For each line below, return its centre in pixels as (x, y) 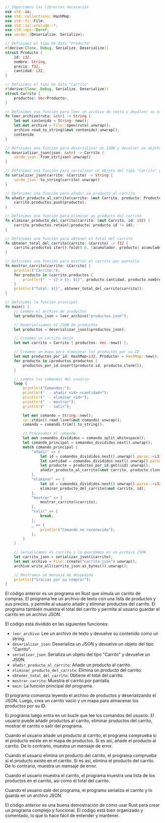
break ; (47, 516)
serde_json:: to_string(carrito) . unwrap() (57, 180)
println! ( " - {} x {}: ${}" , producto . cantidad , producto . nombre (92, 279)
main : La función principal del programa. (53, 686)
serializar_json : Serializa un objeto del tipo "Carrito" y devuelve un (81, 654)
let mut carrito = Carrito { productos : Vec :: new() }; (71, 343)
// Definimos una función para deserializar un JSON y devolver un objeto (83, 148)
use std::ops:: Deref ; (27, 30)
